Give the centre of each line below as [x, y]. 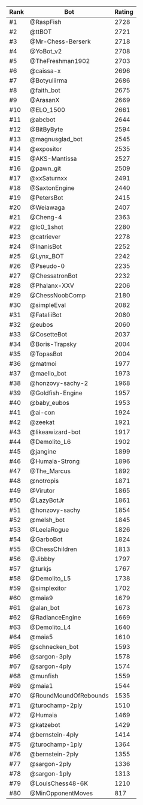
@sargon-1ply [51, 773]
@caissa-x [45, 71]
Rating [124, 12]
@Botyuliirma [48, 80]
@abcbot [42, 120]
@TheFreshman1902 [60, 61]
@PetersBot [47, 198]
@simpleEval [48, 305]
